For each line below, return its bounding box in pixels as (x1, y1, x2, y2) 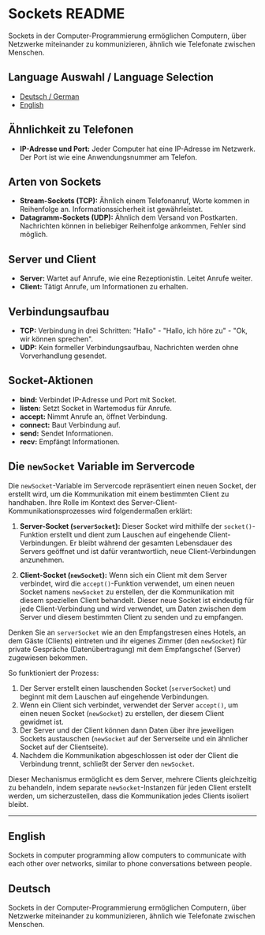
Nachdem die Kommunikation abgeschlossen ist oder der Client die (19, 750, 239, 760)
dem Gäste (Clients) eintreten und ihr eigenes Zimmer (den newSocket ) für (8, 635, 247, 645)
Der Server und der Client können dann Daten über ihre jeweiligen (19, 725, 234, 735)
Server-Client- (131, 497, 177, 507)
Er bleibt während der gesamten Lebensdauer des (69, 538, 233, 548)
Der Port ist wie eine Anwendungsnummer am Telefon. (19, 152, 198, 162)
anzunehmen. (19, 555, 65, 564)
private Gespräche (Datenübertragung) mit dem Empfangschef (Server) (8, 644, 241, 654)
